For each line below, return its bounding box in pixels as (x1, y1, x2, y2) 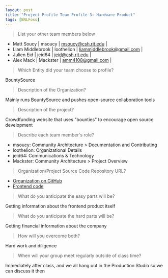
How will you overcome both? (17, 233, 80, 239)
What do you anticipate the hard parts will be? (17, 213, 115, 219)
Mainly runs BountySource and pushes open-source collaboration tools (5, 97, 155, 103)
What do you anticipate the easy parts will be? (17, 193, 115, 199)
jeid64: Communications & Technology (12, 153, 94, 159)
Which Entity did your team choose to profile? (17, 67, 114, 73)
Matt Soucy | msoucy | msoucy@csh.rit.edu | (12, 41, 107, 47)
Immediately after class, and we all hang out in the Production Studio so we (5, 263, 163, 269)
